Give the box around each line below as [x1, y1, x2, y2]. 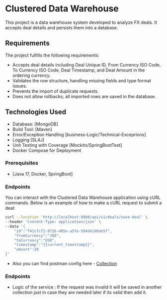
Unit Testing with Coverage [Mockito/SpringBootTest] [12, 142, 122, 148]
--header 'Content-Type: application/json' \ [5, 219, 101, 225]
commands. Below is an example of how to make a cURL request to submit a [5, 200, 162, 206]
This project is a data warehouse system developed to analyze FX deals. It [5, 19, 158, 25]
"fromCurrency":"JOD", [14, 233, 61, 238]
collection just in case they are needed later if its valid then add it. [12, 290, 147, 296]
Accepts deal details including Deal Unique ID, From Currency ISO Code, [12, 61, 161, 67]
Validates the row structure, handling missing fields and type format [12, 77, 152, 83]
